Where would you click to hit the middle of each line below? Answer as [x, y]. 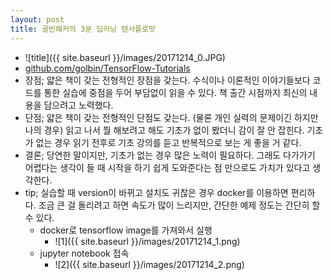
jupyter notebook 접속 [84, 253]
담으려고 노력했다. [78, 105]
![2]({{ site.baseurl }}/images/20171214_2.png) [149, 264]
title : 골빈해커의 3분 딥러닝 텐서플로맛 [83, 29]
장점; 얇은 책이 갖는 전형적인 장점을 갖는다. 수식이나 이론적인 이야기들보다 [167, 80]
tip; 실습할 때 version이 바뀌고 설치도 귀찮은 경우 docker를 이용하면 [156, 192]
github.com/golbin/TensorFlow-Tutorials [107, 68]
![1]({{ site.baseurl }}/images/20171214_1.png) [147, 241]
